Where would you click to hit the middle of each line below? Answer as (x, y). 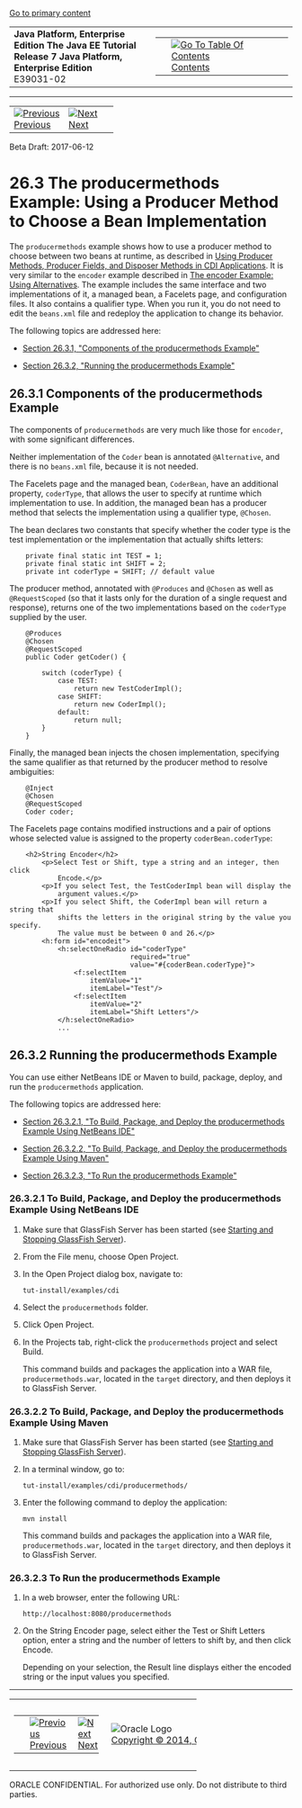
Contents (191, 67)
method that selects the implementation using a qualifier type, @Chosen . (140, 512)
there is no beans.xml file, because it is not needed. (104, 466)
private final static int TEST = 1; (94, 556)
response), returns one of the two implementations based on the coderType (148, 607)
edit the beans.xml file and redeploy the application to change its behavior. (147, 313)
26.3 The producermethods (115, 183)
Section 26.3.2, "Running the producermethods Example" (129, 365)
